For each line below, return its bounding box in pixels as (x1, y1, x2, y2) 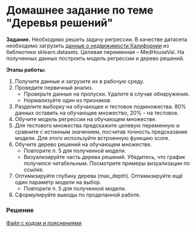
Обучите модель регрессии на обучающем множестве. (14, 115, 157, 122)
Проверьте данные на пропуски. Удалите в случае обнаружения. (23, 90, 190, 97)
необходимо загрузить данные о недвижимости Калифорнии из (6, 42, 169, 49)
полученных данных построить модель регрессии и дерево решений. (6, 55, 185, 62)
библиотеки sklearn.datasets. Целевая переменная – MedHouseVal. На (6, 48, 185, 55)
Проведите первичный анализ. (14, 84, 93, 91)
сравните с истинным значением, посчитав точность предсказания (14, 128, 188, 135)
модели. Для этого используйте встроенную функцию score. (14, 134, 170, 141)
